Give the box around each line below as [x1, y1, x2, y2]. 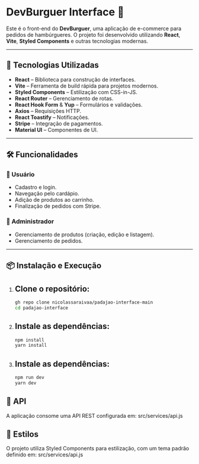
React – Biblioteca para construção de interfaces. [14, 76, 136, 83]
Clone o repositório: [14, 283, 90, 294]
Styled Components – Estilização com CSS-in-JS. [14, 88, 137, 95]
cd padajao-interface [14, 305, 68, 311]
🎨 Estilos [6, 429, 38, 440]
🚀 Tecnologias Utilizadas [6, 60, 99, 70]
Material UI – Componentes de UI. [14, 126, 98, 133]
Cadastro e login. [14, 183, 57, 191]
